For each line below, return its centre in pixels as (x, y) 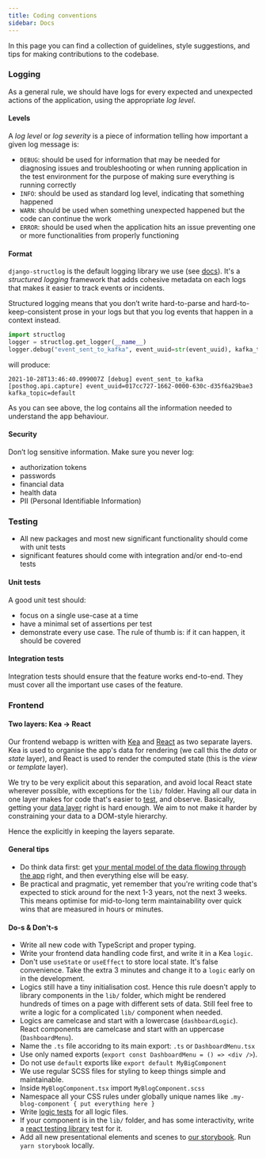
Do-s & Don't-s (33, 927)
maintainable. (42, 1080)
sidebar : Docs (32, 23)
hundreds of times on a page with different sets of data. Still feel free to (136, 1004)
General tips (29, 850)
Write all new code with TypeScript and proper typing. (108, 945)
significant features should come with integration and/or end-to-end (131, 556)
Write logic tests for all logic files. (74, 1112)
